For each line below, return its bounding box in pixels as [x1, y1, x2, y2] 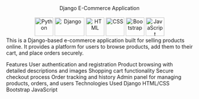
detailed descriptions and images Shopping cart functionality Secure [6, 67, 174, 74]
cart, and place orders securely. [6, 49, 84, 56]
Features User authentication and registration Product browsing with [6, 61, 174, 68]
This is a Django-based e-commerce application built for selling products [6, 37, 185, 44]
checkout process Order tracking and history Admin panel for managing [6, 74, 182, 81]
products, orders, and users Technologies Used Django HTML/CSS [6, 80, 170, 87]
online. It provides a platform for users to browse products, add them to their [6, 43, 193, 50]
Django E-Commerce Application [59, 5, 140, 11]
